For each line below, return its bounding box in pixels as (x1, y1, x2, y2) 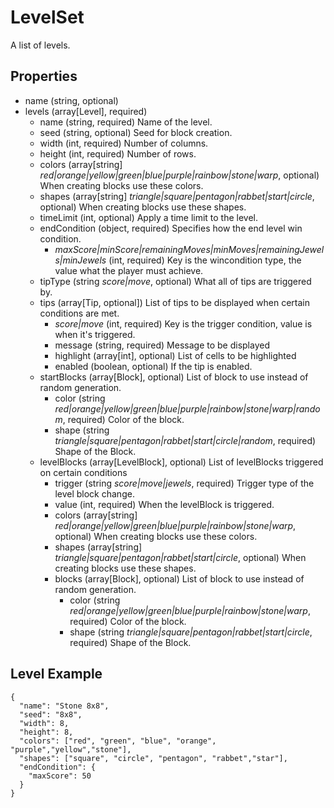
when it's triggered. (54, 328, 136, 340)
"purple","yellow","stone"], (10, 744, 132, 755)
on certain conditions (39, 466, 128, 478)
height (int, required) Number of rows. (39, 147, 197, 160)
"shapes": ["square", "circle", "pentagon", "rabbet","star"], (19, 753, 288, 763)
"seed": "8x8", (19, 709, 83, 720)
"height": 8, (19, 727, 74, 737)
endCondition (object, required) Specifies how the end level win (39, 222, 303, 234)
